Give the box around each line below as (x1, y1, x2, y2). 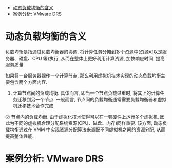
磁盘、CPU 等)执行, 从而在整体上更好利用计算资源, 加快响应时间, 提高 (18, 55, 165, 61)
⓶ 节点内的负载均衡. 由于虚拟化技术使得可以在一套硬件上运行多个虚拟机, (5, 114, 159, 120)
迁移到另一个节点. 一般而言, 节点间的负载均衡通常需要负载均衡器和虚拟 (17, 96, 167, 102)
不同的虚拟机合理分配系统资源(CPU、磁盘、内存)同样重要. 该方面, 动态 (14, 120, 163, 126)
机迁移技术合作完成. (12, 102, 55, 109)
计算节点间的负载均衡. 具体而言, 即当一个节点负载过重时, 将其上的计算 (12, 89, 160, 96)
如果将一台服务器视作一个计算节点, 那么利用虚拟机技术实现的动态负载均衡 (5, 72, 161, 79)
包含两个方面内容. (9, 79, 48, 85)
